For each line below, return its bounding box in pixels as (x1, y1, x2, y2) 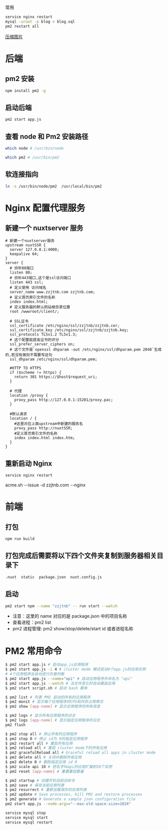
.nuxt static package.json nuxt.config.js (5, 574, 102, 579)
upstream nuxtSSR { (5, 243, 46, 248)
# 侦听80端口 (10, 266, 34, 271)
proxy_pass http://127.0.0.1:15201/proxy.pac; (14, 397, 113, 402)
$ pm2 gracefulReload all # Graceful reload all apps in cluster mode (5, 750, 156, 756)
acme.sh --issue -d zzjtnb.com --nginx (5, 482, 86, 488)
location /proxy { (10, 393, 49, 398)
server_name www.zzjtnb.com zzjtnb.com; (10, 290, 95, 295)
